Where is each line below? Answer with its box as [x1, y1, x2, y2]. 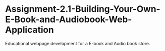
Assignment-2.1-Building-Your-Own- [5, 3, 161, 15]
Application [5, 25, 54, 35]
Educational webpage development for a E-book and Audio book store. [5, 40, 150, 46]
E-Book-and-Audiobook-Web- [5, 14, 132, 25]
